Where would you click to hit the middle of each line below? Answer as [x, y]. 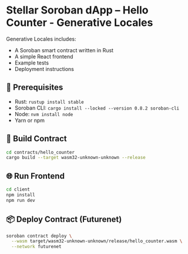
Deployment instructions [44, 69]
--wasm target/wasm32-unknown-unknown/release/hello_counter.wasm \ [97, 241]
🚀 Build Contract [36, 139]
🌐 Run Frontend [35, 176]
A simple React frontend [44, 56]
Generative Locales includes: [41, 39]
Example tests [31, 63]
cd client [18, 189]
